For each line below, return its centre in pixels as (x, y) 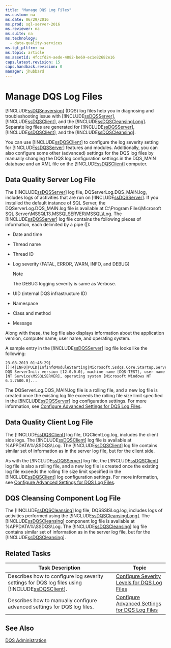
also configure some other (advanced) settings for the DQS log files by (79, 153)
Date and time (27, 234)
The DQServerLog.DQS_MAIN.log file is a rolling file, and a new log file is (81, 390)
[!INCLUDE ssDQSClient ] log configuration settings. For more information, (82, 477)
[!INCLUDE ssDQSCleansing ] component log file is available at (70, 521)
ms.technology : (21, 39)
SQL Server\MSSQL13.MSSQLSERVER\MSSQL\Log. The (64, 214)
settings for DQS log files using (45, 583)
